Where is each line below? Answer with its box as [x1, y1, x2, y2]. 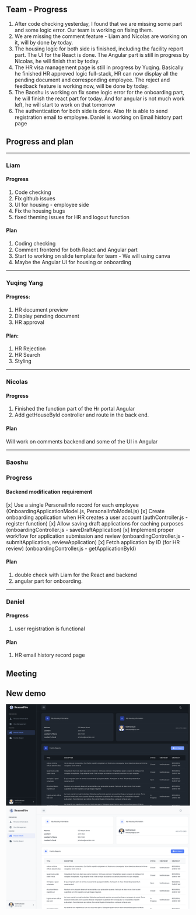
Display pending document [14, 313, 80, 320]
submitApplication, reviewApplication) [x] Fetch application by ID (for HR [6, 538, 180, 545]
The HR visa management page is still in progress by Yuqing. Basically [14, 64, 184, 71]
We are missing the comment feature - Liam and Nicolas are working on [14, 32, 188, 40]
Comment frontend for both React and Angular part [14, 246, 138, 253]
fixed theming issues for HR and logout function [14, 213, 130, 220]
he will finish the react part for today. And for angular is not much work [14, 95, 185, 102]
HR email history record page [14, 651, 85, 658]
